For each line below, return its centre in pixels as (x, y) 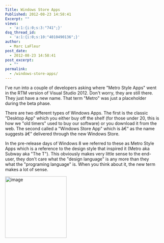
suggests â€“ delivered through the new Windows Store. (62, 134)
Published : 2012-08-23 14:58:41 (38, 14)
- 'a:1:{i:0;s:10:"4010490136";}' (45, 37)
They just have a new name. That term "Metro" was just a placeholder (76, 98)
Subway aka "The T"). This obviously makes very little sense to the (73, 153)
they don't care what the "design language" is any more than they (83, 159)
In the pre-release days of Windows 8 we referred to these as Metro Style (80, 143)
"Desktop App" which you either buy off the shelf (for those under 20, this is (82, 118)
